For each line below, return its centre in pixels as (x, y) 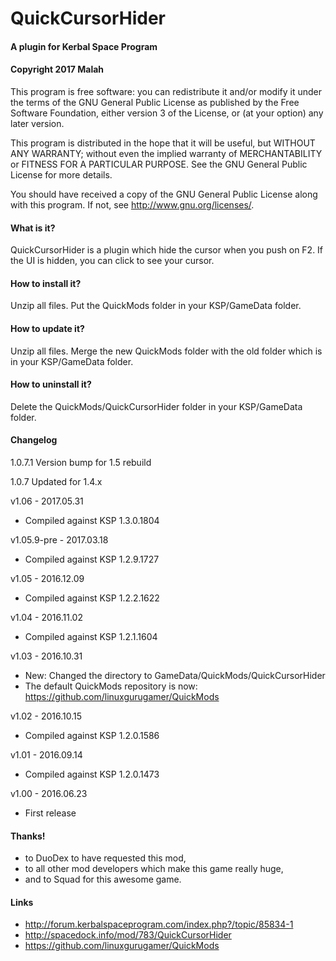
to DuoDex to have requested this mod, (105, 858)
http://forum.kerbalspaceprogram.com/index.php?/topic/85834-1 (159, 924)
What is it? (33, 228)
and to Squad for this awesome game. (103, 879)
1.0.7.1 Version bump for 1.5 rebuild (81, 462)
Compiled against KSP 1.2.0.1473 (92, 774)
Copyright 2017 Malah (57, 69)
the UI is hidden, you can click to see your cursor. (112, 261)
